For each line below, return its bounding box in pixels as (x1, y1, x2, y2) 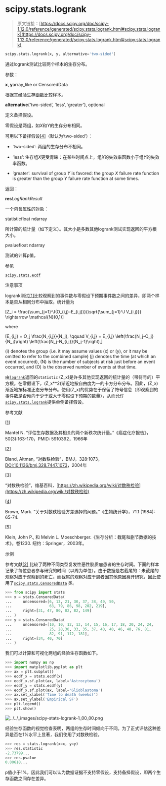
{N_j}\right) (5, 338, 28, 344)
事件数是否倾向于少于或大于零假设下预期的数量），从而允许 (5, 393, 124, 399)
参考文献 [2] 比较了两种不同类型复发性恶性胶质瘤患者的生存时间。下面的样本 (5, 561, 160, 567)
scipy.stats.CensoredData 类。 (14, 580, 77, 586)
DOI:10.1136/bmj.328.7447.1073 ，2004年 (5, 462, 87, 468)
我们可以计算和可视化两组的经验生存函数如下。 (5, 650, 100, 656)
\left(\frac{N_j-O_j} (115, 333, 154, 339)
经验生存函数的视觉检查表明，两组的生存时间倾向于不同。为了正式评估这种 (5, 725, 157, 731)
